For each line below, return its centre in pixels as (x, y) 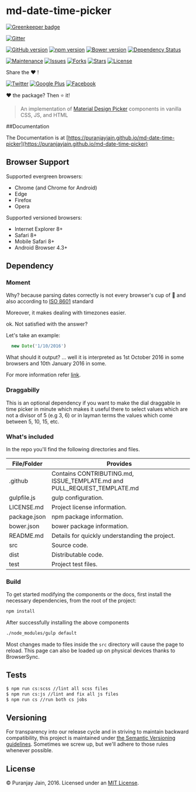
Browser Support (38, 162)
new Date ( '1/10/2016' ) (39, 346)
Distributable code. (78, 555)
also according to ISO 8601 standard (50, 302)
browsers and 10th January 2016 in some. (56, 364)
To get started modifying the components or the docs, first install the (89, 594)
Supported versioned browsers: (44, 217)
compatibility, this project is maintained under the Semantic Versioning (91, 738)
